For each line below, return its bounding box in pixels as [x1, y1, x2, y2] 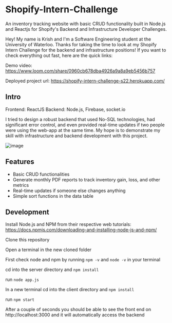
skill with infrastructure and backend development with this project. [5, 132, 148, 139]
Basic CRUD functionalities [12, 171, 70, 177]
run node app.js [5, 276, 40, 283]
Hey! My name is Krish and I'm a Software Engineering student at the [5, 36, 151, 42]
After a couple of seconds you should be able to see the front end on [5, 307, 151, 313]
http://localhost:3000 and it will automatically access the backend [5, 312, 145, 318]
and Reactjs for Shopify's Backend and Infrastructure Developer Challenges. [5, 26, 167, 32]
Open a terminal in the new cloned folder [5, 246, 92, 253]
